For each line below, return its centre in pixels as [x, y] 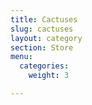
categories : [44, 66]
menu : [21, 57]
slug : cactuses [42, 29]
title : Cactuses [44, 19]
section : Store [42, 47]
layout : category [46, 38]
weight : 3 [49, 76]
